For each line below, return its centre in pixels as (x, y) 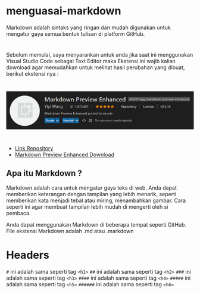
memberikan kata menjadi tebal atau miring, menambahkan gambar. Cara (96, 200)
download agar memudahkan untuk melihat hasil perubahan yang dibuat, (96, 67)
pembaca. (18, 213)
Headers (28, 255)
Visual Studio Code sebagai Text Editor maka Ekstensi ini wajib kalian (91, 61)
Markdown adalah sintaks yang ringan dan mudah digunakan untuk (88, 27)
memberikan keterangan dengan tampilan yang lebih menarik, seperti (91, 194)
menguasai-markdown (64, 11)
